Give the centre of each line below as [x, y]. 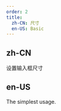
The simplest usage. [31, 101]
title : [14, 17]
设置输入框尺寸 [25, 68]
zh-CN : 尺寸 [26, 23]
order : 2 [17, 12]
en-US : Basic [28, 28]
